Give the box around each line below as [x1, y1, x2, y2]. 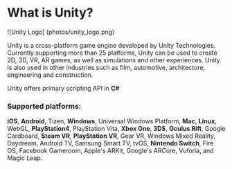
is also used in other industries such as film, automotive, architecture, [7, 63, 206, 71]
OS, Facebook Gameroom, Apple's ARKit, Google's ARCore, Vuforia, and [7, 147, 214, 155]
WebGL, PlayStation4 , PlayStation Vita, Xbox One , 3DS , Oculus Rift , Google [7, 125, 226, 133]
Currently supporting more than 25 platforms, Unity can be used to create [7, 48, 218, 57]
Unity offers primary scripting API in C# [7, 84, 120, 92]
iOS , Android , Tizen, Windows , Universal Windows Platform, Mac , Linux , [7, 117, 217, 125]
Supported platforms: [7, 101, 82, 111]
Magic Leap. [7, 154, 43, 162]
